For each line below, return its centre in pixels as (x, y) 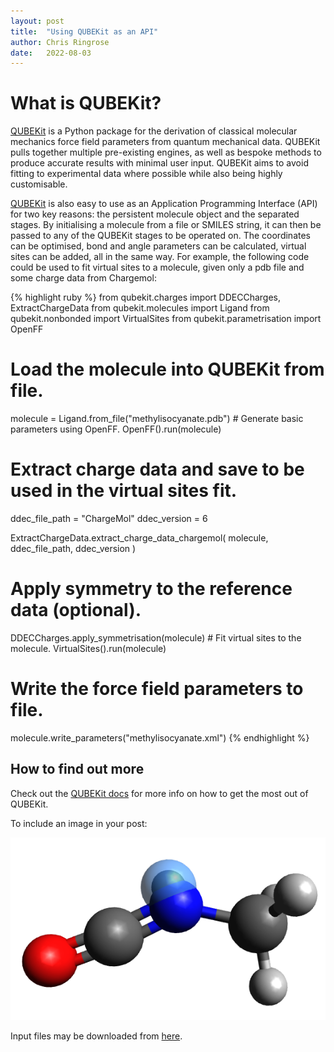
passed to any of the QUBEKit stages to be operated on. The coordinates (160, 236)
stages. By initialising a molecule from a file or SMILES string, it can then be (166, 225)
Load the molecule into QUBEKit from (167, 369)
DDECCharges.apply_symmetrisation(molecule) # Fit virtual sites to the (156, 638)
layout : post (37, 21)
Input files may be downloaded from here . (96, 1036)
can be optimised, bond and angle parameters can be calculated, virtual (158, 246)
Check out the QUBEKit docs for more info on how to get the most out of (159, 793)
